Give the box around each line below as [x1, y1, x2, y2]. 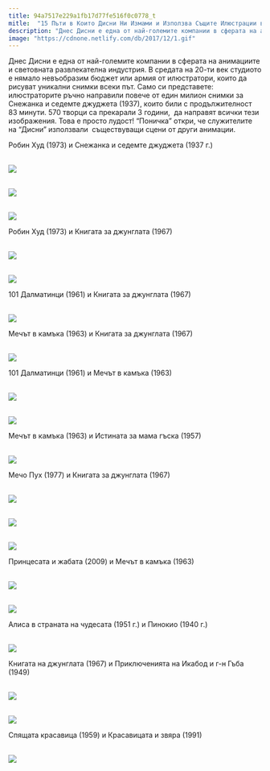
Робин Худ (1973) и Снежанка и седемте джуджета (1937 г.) [8, 140, 213, 150]
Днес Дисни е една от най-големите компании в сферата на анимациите [8, 56, 260, 66]
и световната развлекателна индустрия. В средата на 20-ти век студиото [8, 65, 262, 75]
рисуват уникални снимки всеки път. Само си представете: [8, 82, 215, 92]
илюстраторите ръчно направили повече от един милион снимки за [8, 90, 243, 101]
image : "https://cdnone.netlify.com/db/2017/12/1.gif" [8, 34, 196, 43]
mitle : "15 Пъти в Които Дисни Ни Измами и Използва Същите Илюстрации [8, 19, 257, 27]
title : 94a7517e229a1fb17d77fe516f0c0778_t [8, 11, 157, 20]
